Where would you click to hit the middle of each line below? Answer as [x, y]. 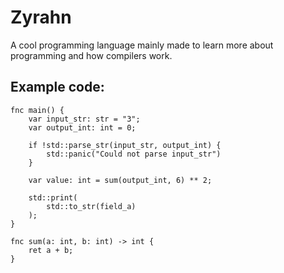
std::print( [53, 197]
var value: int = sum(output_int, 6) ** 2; [120, 180]
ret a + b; [51, 250]
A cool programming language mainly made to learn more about [142, 45]
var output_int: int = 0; [82, 127]
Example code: [57, 87]
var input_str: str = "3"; [84, 119]
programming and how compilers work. [91, 55]
